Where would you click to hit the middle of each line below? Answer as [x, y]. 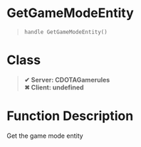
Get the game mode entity [45, 136]
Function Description [70, 116]
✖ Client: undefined [54, 87]
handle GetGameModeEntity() [66, 32]
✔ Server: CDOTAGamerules [67, 80]
